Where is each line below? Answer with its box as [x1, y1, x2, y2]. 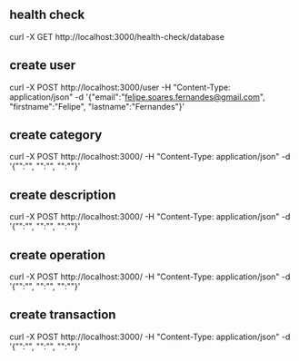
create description [9, 187, 116, 202]
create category [9, 127, 103, 143]
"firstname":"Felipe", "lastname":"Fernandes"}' [9, 101, 185, 112]
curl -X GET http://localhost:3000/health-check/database [9, 31, 225, 42]
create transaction [9, 307, 116, 323]
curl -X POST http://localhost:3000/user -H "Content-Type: [9, 82, 231, 93]
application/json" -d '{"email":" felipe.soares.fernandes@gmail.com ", [9, 91, 265, 102]
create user [9, 58, 76, 73]
